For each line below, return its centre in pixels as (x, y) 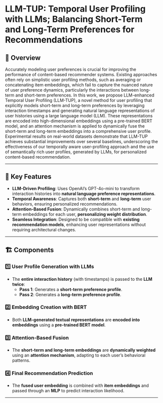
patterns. (21, 360)
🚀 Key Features (28, 177)
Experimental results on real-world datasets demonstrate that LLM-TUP (76, 136)
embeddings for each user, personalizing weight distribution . (85, 214)
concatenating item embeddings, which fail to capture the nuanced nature (79, 85)
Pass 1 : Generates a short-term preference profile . (71, 289)
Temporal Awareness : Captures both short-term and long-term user (81, 199)
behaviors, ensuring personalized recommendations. (65, 204)
